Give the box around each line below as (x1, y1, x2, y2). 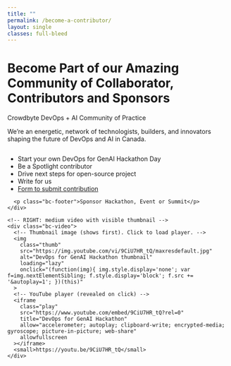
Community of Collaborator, (7, 75, 174, 92)
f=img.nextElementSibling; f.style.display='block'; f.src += (7, 272, 194, 279)
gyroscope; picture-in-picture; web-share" (7, 328, 137, 335)
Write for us (17, 177, 52, 185)
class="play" (20, 303, 58, 310)
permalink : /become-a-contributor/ (7, 17, 112, 24)
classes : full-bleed (7, 30, 68, 37)
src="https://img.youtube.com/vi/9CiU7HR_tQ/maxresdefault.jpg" (20, 248, 213, 255)
